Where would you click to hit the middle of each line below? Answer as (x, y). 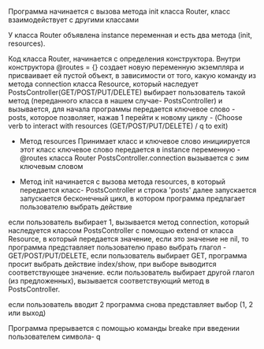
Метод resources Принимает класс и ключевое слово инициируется (135, 141)
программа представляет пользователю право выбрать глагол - (117, 247)
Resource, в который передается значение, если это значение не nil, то (129, 239)
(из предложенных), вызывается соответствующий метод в (109, 281)
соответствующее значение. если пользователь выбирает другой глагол (131, 272)
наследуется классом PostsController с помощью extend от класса (121, 231)
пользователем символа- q (54, 336)
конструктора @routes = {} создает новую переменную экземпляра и (126, 67)
